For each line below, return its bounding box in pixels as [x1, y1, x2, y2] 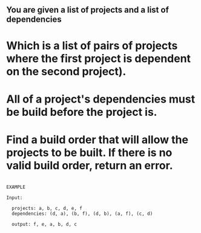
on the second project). [6, 64, 127, 78]
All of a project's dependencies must [6, 92, 196, 106]
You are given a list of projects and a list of [6, 5, 170, 15]
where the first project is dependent [6, 52, 191, 66]
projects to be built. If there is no [6, 146, 173, 160]
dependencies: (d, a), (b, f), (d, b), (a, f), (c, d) [12, 211, 153, 217]
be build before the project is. [6, 105, 157, 119]
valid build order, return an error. [6, 158, 174, 172]
